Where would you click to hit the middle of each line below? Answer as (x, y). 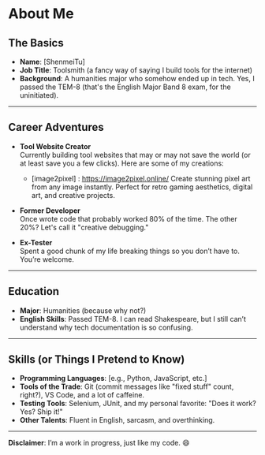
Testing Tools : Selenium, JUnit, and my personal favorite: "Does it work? (138, 404)
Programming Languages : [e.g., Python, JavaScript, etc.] (113, 379)
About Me (41, 14)
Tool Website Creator (55, 146)
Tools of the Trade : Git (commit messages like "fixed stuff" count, (127, 386)
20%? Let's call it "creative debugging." (84, 227)
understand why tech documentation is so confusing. (106, 327)
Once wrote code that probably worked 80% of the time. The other (129, 218)
